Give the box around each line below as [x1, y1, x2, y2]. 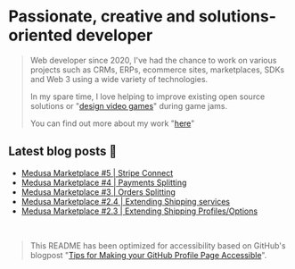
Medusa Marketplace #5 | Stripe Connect [20, 167, 174, 178]
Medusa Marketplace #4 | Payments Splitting [20, 177, 187, 188]
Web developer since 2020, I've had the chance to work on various [29, 55, 277, 65]
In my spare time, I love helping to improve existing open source [29, 91, 266, 102]
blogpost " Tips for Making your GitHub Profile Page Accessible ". [29, 249, 267, 260]
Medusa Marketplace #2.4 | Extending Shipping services [20, 196, 231, 206]
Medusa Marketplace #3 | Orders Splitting [20, 186, 176, 198]
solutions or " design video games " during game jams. [29, 100, 228, 111]
